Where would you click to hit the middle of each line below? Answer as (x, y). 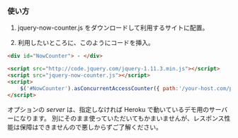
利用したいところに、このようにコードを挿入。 (86, 43)
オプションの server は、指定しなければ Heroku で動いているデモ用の (108, 109)
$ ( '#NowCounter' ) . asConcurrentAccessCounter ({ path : (100, 88)
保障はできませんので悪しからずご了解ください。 (91, 127)
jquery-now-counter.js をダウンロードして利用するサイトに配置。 (113, 28)
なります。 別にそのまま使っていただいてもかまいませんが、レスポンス (122, 118)
